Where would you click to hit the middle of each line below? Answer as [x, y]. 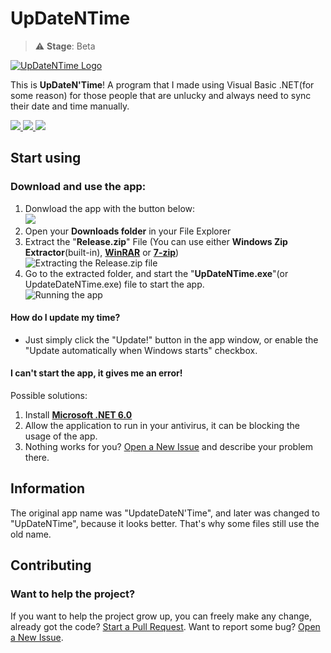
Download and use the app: [78, 187]
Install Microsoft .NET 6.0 [78, 415]
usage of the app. [61, 436]
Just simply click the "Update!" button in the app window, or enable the [171, 339]
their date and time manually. [70, 106]
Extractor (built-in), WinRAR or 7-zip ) [102, 252]
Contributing [51, 565]
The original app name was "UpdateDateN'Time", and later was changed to [165, 513]
